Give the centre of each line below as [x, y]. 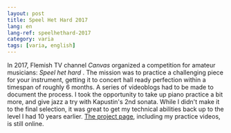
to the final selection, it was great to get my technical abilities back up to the [115, 109]
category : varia [30, 39]
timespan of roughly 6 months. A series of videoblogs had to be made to [111, 87]
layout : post [26, 13]
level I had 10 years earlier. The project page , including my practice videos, [114, 116]
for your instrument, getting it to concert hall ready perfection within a [107, 80]
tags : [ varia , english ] [41, 45]
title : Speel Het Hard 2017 [48, 20]
